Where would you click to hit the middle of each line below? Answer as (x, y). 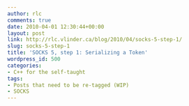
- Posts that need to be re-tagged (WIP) (68, 85)
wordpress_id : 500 (34, 59)
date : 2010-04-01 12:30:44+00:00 (56, 26)
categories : (24, 66)
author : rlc (24, 14)
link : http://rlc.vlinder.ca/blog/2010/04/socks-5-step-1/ (95, 40)
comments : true (29, 20)
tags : (15, 78)
